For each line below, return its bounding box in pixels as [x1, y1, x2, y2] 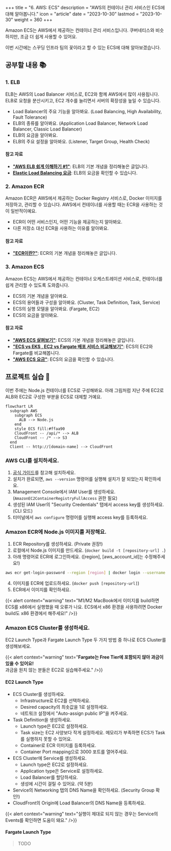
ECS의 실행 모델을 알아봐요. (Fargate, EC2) [12, 306, 100, 312]
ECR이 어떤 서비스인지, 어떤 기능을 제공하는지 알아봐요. [12, 219, 123, 225]
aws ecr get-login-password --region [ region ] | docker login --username [5, 570, 166, 576]
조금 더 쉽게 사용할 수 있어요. [20, 34, 78, 39]
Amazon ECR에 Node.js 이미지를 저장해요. [5, 528, 107, 535]
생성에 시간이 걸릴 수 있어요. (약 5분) [20, 780, 93, 787]
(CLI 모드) [12, 508, 33, 514]
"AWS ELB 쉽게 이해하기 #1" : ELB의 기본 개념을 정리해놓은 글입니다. [12, 163, 149, 169]
